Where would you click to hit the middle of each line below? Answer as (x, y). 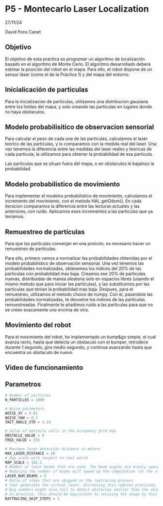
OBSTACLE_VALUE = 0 (25, 436)
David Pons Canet (23, 32)
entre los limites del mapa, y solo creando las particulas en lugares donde (79, 107)
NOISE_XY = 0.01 (21, 413)
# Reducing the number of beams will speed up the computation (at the (79, 471)
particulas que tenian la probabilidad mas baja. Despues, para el (69, 289)
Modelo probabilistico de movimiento (63, 184)
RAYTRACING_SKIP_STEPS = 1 (32, 499)
